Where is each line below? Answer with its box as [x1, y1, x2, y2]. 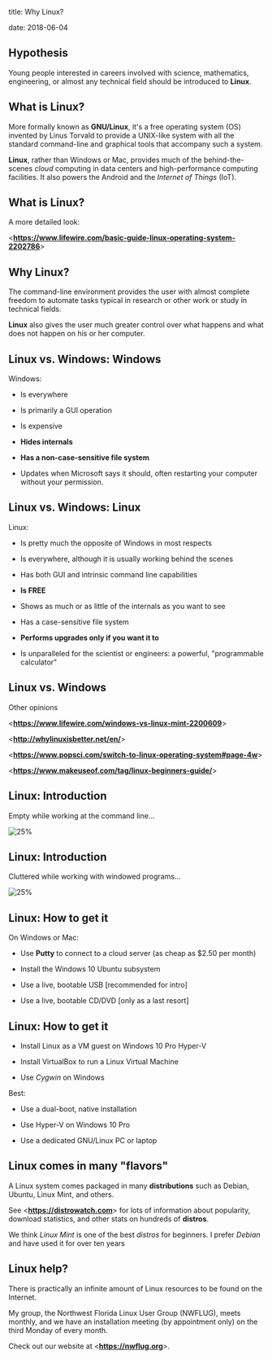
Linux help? [8, 1262, 69, 1276]
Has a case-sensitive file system [19, 616, 130, 626]
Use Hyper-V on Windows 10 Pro [19, 1120, 131, 1129]
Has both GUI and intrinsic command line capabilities [19, 569, 197, 579]
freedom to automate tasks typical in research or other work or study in [8, 296, 248, 305]
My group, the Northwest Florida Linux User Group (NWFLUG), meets [8, 1308, 241, 1317]
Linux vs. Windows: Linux [8, 501, 141, 515]
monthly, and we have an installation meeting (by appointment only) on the [8, 1317, 258, 1326]
